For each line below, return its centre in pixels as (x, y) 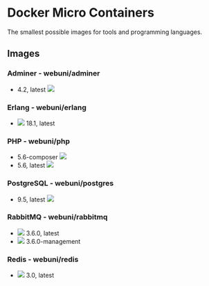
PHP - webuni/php (39, 141)
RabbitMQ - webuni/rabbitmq (57, 217)
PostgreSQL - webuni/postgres (61, 184)
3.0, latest (40, 276)
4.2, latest (31, 89)
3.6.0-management (53, 241)
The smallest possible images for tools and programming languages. (105, 32)
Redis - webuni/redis (43, 259)
